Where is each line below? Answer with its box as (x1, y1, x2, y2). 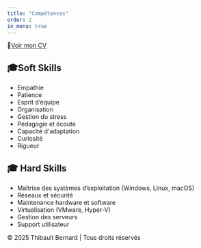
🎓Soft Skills (7, 62, 62, 74)
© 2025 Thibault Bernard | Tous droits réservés (7, 234, 142, 241)
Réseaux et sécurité (16, 191, 74, 199)
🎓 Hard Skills (7, 162, 67, 174)
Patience (16, 91, 42, 99)
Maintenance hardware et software (16, 199, 116, 206)
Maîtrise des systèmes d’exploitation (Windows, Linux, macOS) (16, 184, 195, 192)
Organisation (16, 105, 53, 113)
